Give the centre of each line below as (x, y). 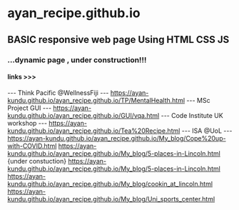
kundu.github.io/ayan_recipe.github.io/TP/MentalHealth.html (96, 100)
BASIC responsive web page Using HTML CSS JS (118, 40)
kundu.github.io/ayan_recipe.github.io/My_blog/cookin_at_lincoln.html (110, 184)
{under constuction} (37, 161)
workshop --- (27, 123)
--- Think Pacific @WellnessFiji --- (58, 92)
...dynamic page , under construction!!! (77, 60)
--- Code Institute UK (192, 115)
